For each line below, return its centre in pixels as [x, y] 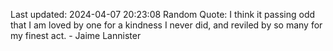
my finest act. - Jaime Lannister [76, 35]
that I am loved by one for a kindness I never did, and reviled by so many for [166, 25]
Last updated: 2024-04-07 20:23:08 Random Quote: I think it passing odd [163, 14]
